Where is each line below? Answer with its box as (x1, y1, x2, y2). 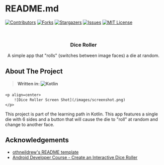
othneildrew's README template (12, 149, 79, 155)
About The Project (5, 67, 63, 75)
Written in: (17, 81, 40, 87)
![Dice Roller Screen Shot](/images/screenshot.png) (14, 97, 126, 102)
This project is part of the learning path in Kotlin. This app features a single (5, 111, 158, 117)
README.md (5, 3, 59, 14)
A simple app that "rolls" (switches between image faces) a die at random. (7, 53, 160, 58)
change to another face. (5, 121, 55, 127)
